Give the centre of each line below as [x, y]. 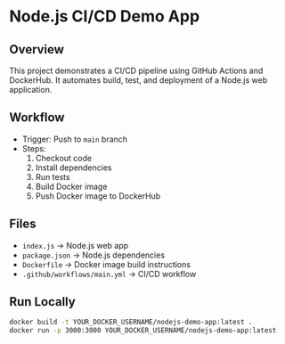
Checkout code [63, 158]
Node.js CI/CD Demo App [105, 16]
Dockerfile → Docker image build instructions [106, 264]
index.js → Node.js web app [75, 245]
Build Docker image [71, 186]
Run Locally [42, 302]
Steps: [34, 148]
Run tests [53, 176]
